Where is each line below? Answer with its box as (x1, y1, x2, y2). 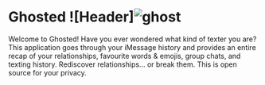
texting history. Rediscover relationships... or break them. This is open (8, 60, 237, 69)
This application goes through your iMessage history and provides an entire (8, 42, 256, 52)
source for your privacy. (8, 68, 88, 77)
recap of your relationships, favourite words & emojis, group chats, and (8, 51, 241, 60)
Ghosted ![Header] (8, 8, 134, 26)
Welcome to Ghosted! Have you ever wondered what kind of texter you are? (8, 34, 257, 44)
